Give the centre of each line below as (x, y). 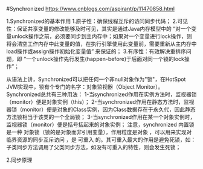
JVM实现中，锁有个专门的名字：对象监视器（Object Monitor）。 (85, 87)
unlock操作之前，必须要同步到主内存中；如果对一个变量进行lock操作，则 (101, 36)
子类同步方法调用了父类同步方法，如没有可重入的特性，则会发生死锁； (94, 147)
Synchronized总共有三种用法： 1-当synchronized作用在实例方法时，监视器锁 (101, 94)
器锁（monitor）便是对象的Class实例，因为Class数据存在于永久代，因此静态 (101, 109)
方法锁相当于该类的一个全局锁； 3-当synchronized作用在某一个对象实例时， (101, 117)
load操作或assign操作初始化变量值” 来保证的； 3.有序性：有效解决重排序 (96, 51)
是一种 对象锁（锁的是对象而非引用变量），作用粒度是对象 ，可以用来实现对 (99, 132)
